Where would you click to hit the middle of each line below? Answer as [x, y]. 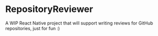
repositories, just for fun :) [33, 28]
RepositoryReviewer [49, 9]
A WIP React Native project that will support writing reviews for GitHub [79, 23]
